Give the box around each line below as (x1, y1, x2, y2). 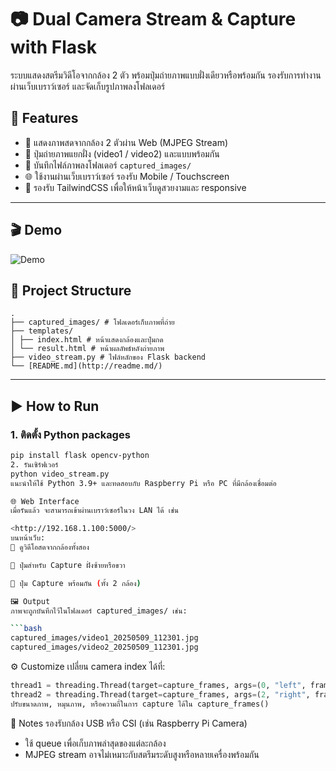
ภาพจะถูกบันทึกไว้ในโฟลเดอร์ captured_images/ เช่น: (10, 606, 188, 616)
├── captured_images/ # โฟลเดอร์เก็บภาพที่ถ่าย (10, 317, 175, 328)
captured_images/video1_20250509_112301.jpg (10, 633, 199, 643)
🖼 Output (10, 596, 51, 606)
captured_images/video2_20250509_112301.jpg (10, 642, 199, 653)
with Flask (10, 36, 97, 59)
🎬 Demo (10, 222, 63, 239)
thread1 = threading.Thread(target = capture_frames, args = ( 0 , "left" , (10, 681, 307, 691)
